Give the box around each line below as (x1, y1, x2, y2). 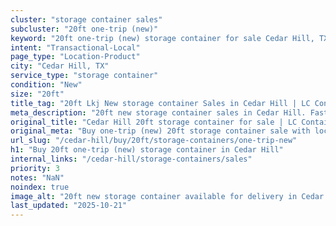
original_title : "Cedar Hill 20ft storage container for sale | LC (10, 117, 298, 127)
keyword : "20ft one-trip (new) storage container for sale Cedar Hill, (10, 33, 315, 43)
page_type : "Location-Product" (10, 52, 141, 62)
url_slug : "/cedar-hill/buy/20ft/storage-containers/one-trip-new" (10, 136, 298, 146)
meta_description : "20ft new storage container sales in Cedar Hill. (10, 107, 307, 118)
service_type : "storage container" (10, 71, 159, 81)
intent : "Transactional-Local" (10, 42, 141, 53)
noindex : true (10, 182, 70, 192)
